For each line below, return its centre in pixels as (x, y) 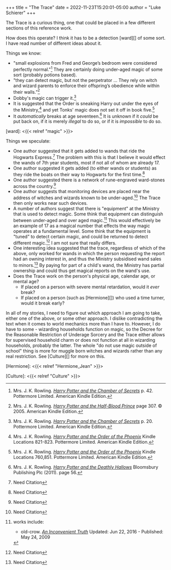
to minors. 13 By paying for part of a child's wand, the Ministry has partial (89, 265)
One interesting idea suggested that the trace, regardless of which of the (89, 248)
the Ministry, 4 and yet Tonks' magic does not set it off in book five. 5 (84, 109)
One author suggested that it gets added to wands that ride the (79, 151)
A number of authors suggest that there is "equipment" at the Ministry (86, 208)
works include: (28, 522)
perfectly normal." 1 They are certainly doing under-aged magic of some (88, 69)
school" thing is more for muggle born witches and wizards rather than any (84, 350)
